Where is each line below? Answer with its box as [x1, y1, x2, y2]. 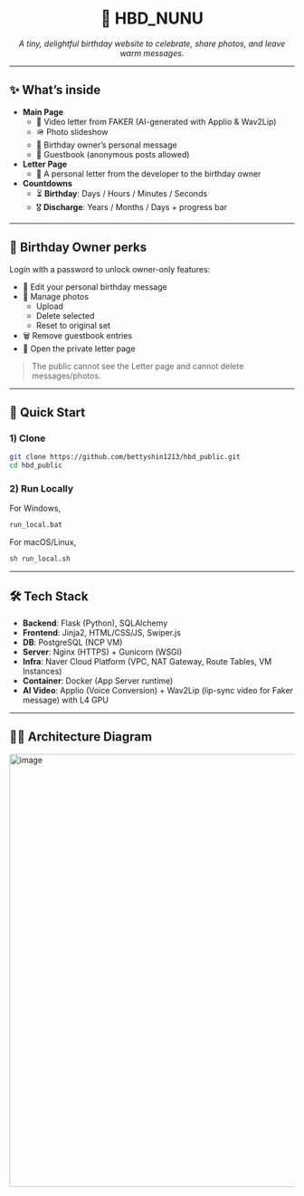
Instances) [22, 665, 62, 676]
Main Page [22, 106, 63, 117]
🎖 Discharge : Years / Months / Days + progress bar [35, 201, 228, 212]
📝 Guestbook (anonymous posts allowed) [35, 148, 190, 159]
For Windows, [9, 502, 62, 514]
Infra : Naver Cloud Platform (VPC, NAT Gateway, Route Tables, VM [22, 655, 272, 666]
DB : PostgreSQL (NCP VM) [22, 636, 123, 647]
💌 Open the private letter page [22, 343, 136, 354]
